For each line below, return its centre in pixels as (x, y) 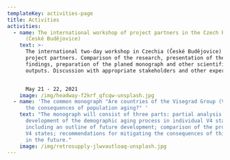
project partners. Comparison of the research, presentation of (119, 58)
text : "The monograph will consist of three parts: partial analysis (121, 115)
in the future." (48, 140)
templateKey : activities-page (50, 13)
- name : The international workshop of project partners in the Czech (116, 32)
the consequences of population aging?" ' (87, 108)
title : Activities (33, 20)
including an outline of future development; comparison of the (119, 127)
